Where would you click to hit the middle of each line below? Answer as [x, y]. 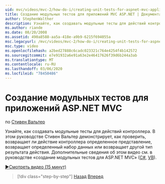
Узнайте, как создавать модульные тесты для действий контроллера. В [80, 131]
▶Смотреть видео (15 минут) [36, 167]
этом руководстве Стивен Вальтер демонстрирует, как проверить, [76, 136]
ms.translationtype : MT [29, 60]
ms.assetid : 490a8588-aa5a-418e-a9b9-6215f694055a [58, 37]
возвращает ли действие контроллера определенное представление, [79, 142]
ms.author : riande [24, 28]
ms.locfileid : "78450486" [31, 74]
